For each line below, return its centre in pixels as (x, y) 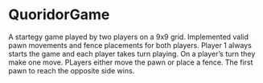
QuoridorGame (59, 15)
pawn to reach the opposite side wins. (72, 70)
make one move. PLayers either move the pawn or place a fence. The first (131, 62)
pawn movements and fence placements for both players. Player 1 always (130, 45)
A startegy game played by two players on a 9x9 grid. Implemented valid (129, 37)
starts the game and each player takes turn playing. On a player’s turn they (132, 53)
